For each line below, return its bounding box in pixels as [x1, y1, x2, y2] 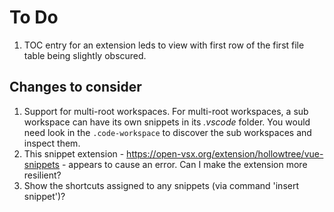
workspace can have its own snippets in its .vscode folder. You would [23, 116, 311, 128]
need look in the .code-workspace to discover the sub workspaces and [23, 126, 312, 138]
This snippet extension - [23, 147, 125, 160]
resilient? [23, 169, 62, 181]
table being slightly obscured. [23, 49, 147, 61]
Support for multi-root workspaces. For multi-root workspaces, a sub [23, 105, 309, 117]
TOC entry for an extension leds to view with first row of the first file [23, 39, 305, 51]
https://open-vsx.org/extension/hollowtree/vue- [126, 147, 324, 160]
